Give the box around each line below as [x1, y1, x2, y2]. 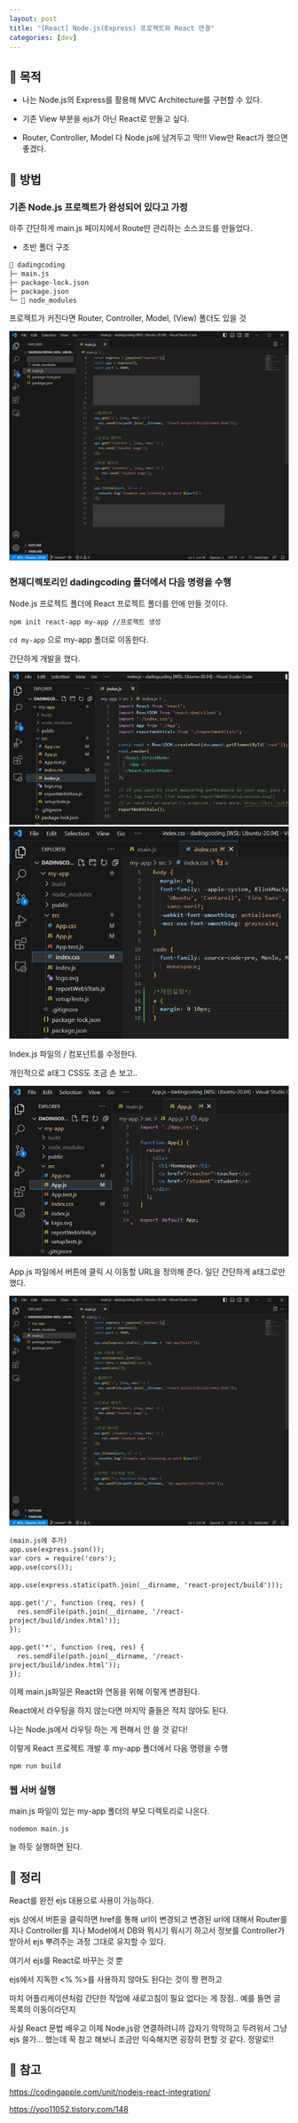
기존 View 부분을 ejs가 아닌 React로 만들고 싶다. [21, 114, 190, 124]
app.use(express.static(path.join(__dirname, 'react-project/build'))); [9, 1580, 284, 1590]
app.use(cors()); [9, 1562, 74, 1572]
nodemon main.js [9, 1824, 69, 1834]
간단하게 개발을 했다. [9, 653, 81, 664]
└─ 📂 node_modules [9, 296, 77, 305]
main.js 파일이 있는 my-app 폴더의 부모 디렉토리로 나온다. [9, 1806, 210, 1816]
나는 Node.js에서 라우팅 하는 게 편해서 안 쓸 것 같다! [9, 1724, 188, 1735]
